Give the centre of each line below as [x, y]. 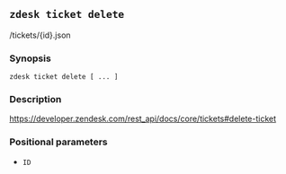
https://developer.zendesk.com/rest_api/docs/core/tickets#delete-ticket [143, 119]
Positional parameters [58, 142]
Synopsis [30, 58]
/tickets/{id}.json [40, 35]
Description [36, 100]
